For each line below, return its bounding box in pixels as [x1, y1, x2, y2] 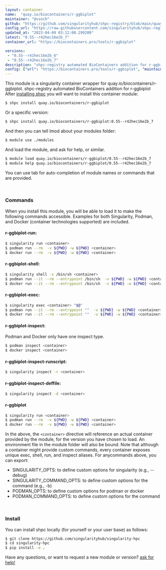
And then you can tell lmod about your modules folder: [5, 128, 116, 134]
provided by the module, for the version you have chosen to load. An [5, 436, 145, 442]
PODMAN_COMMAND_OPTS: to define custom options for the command [12, 493, 160, 499]
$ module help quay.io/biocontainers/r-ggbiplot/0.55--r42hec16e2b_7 [5, 160, 152, 166]
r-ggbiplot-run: [5, 230, 37, 236]
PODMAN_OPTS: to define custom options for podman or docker [12, 488, 144, 494]
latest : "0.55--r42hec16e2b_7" [5, 35, 70, 40]
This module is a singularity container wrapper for [5, 80, 107, 87]
